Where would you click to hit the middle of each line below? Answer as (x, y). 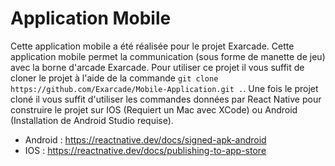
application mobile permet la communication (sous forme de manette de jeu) (168, 56)
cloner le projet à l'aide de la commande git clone (114, 78)
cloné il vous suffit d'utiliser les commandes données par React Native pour (166, 99)
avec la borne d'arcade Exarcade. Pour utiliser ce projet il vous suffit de (157, 67)
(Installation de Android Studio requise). (92, 120)
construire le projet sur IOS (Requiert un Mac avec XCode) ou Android (154, 109)
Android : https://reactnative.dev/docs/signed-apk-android (145, 139)
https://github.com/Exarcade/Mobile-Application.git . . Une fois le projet (164, 88)
